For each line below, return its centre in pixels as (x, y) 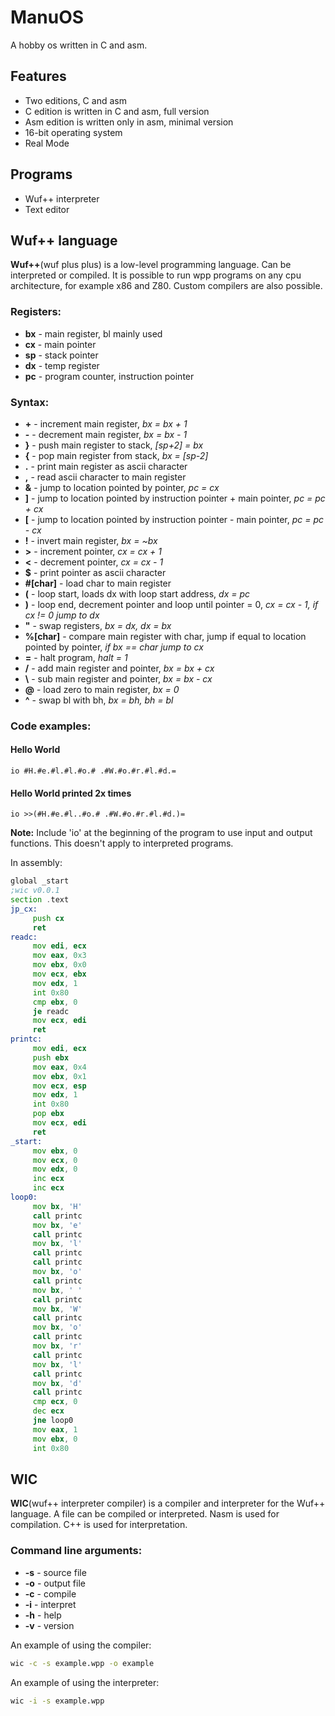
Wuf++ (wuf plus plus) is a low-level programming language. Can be (151, 265)
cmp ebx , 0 (55, 1002)
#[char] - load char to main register (98, 583)
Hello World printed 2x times (71, 793)
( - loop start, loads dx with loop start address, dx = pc (137, 593)
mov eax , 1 (55, 1429)
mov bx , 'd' (57, 1383)
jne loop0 (53, 1421)
